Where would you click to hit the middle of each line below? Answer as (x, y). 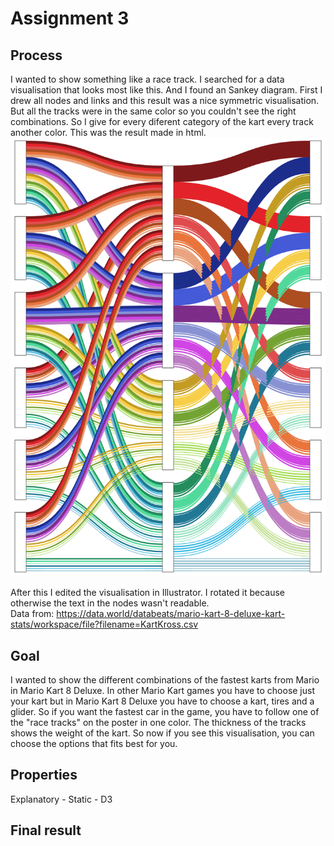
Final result (46, 830)
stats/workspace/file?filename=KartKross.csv (104, 624)
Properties (44, 775)
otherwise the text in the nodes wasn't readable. (110, 603)
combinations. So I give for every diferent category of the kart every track (162, 121)
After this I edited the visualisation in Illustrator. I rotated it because (147, 593)
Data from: (32, 614)
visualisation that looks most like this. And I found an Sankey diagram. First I (166, 90)
